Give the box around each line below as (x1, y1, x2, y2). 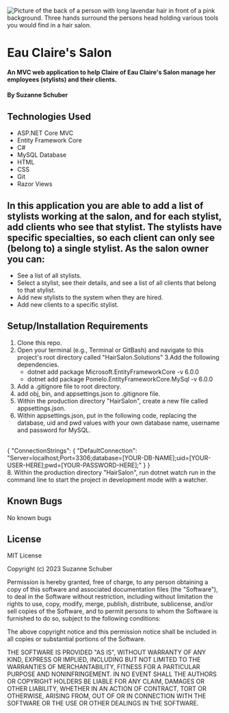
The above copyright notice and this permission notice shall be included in (7, 627, 217, 636)
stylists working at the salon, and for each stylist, (7, 210, 222, 222)
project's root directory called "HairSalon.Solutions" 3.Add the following (16, 353, 220, 361)
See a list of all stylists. (16, 271, 82, 279)
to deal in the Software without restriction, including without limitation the (7, 592, 213, 601)
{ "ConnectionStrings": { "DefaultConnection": (7, 446, 137, 455)
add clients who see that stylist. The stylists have (7, 221, 222, 233)
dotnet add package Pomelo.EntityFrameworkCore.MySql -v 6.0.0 (27, 375, 213, 383)
